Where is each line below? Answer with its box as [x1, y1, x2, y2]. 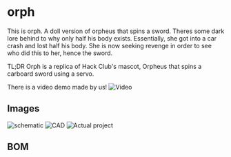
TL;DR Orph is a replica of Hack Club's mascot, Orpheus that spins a [7, 62, 202, 70]
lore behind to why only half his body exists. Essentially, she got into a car [7, 34, 217, 42]
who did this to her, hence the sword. [7, 49, 113, 57]
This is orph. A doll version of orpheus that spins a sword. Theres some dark [7, 27, 225, 35]
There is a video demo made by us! [7, 83, 108, 91]
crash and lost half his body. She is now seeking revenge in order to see [7, 41, 212, 50]
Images [7, 103, 40, 114]
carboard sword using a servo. [7, 70, 94, 78]
